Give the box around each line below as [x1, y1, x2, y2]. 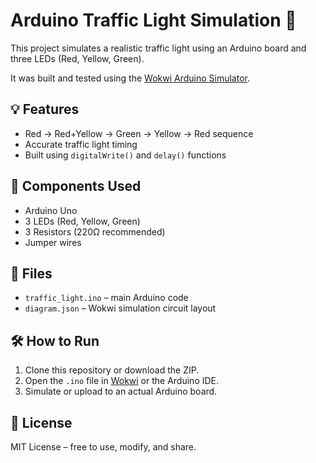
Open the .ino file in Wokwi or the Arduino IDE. [24, 375, 220, 387]
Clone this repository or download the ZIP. [24, 364, 200, 376]
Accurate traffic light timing [24, 138, 138, 150]
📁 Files [10, 265, 53, 282]
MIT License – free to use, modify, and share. [10, 441, 197, 453]
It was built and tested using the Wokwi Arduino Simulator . [10, 72, 250, 84]
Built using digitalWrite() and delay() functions [24, 149, 227, 161]
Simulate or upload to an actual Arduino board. [24, 385, 218, 398]
